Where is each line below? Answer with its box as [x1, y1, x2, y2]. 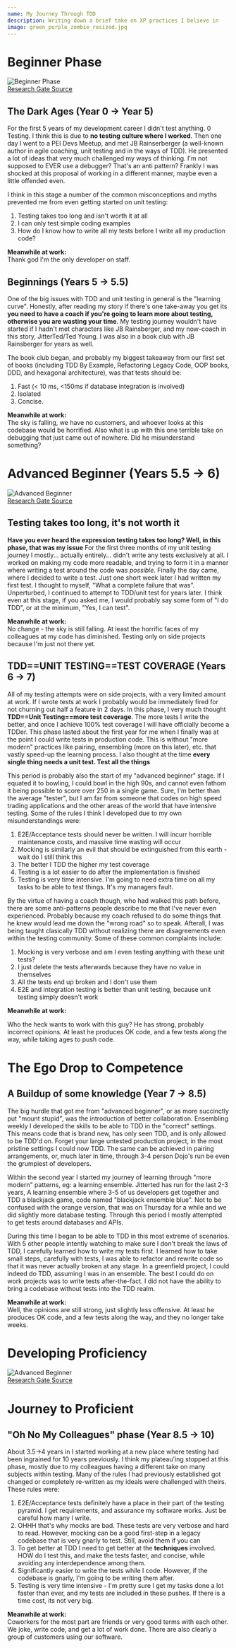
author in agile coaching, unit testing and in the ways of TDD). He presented [7, 146, 228, 156]
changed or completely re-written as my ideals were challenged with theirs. [7, 1478, 227, 1486]
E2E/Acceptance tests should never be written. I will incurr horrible [17, 830, 212, 838]
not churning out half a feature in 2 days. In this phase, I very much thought [7, 705, 227, 713]
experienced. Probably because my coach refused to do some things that [7, 911, 221, 920]
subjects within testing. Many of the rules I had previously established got [7, 1470, 221, 1478]
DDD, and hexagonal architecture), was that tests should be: [7, 368, 182, 377]
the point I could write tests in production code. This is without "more [7, 735, 209, 743]
